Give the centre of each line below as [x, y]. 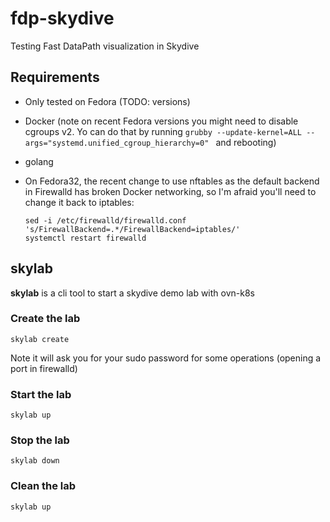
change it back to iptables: [79, 202]
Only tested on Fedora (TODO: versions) [107, 101]
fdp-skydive [62, 18]
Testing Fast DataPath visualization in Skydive [105, 46]
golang [39, 161]
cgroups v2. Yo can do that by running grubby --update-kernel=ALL [163, 131]
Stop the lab [40, 440]
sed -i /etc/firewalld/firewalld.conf [105, 220]
